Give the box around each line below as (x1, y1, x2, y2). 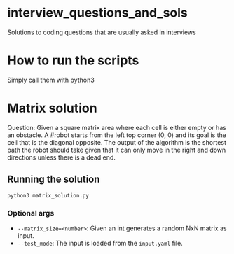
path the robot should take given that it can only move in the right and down (7, 146, 226, 154)
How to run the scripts (7, 52, 139, 69)
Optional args (7, 208, 55, 218)
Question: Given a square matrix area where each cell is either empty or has (7, 123, 226, 132)
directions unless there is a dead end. (7, 153, 116, 162)
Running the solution (7, 174, 100, 185)
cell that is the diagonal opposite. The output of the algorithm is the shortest (7, 138, 226, 146)
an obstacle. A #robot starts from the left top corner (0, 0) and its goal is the (7, 131, 226, 139)
